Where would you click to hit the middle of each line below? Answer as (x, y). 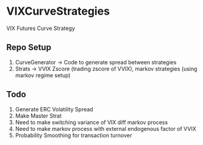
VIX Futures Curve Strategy (41, 28)
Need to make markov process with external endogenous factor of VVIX (105, 128)
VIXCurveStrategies (58, 11)
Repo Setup (29, 47)
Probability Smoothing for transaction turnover (73, 135)
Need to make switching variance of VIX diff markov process (91, 122)
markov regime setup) (43, 75)
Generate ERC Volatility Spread (54, 109)
